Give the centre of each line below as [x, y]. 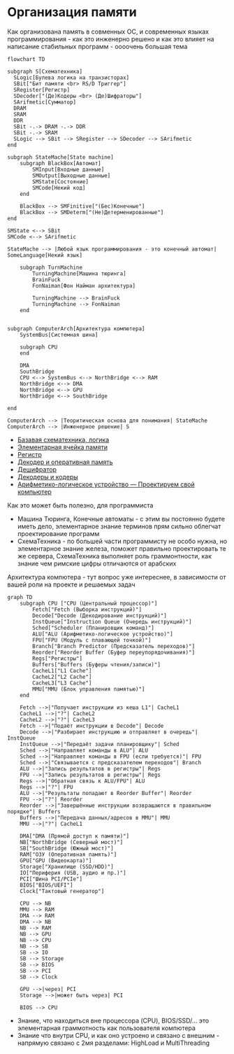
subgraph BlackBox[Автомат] [60, 163]
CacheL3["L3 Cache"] [62, 683]
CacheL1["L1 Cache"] [62, 670]
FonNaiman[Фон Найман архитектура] [84, 286]
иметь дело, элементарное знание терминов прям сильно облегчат [119, 526]
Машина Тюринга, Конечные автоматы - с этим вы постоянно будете [121, 519]
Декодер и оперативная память [65, 462]
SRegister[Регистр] [42, 90]
